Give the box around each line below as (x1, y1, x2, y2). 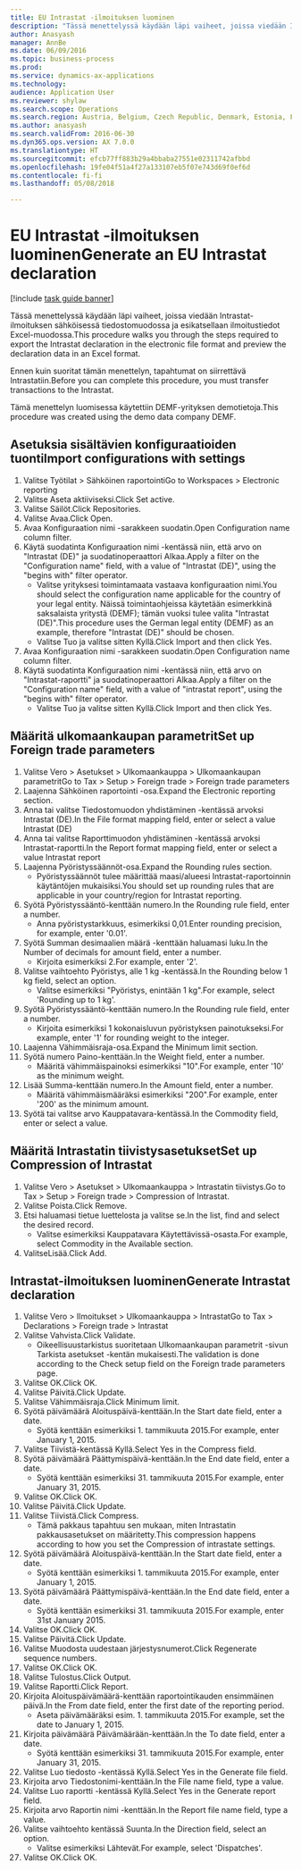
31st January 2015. (36, 1614, 106, 1626)
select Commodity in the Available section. (36, 1238, 194, 1249)
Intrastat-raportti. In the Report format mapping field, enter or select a (22, 842, 278, 853)
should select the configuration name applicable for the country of (36, 589, 281, 600)
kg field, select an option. (22, 975, 117, 985)
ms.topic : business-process (10, 55, 115, 63)
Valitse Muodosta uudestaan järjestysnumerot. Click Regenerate (22, 1643, 257, 1654)
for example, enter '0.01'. (36, 927, 128, 938)
